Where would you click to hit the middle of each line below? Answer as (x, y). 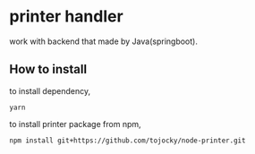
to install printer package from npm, (75, 124)
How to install (48, 69)
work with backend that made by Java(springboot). (104, 41)
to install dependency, (50, 90)
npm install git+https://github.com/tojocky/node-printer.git (127, 141)
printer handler (66, 17)
